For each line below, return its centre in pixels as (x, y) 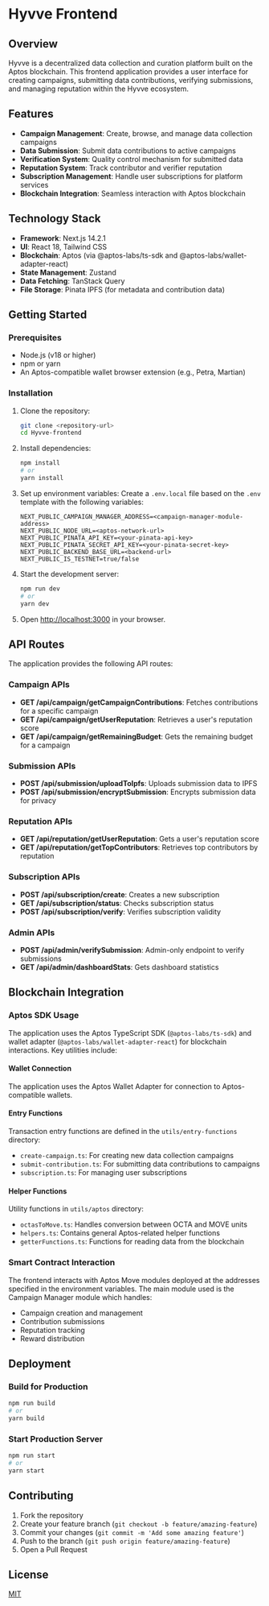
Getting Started (48, 315)
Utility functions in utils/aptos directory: (76, 1209)
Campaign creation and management (81, 1313)
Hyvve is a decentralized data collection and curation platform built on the (130, 63)
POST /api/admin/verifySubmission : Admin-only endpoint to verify (132, 950)
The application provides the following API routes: (91, 664)
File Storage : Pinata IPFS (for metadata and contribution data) (122, 289)
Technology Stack (55, 219)
